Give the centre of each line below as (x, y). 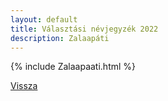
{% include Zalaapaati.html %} (73, 67)
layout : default (44, 19)
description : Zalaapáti (60, 38)
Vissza (24, 86)
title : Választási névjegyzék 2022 (84, 29)
